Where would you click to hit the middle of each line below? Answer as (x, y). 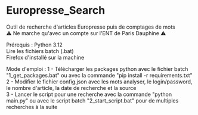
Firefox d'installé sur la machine (45, 57)
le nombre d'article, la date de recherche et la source (71, 88)
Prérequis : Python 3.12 (34, 45)
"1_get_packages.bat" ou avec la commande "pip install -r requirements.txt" (99, 75)
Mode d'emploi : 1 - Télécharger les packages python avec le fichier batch (97, 69)
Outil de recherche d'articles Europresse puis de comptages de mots (91, 27)
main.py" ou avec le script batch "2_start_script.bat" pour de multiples (92, 100)
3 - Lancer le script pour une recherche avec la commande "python (89, 94)
